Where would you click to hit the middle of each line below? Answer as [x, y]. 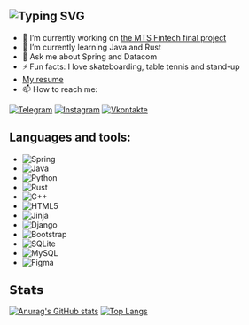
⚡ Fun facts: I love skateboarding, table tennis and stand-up [131, 66]
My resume [43, 79]
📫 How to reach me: [60, 89]
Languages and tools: [70, 138]
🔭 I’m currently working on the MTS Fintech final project [124, 37]
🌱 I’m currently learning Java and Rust [91, 47]
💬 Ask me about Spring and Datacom [89, 56]
